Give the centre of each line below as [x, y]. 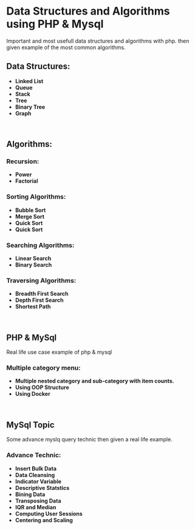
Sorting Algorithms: [36, 197]
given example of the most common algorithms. [66, 47]
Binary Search [33, 265]
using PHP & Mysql [55, 24]
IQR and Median [36, 507]
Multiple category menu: [43, 368]
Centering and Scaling [44, 520]
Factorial [26, 181]
